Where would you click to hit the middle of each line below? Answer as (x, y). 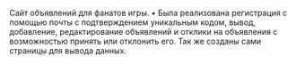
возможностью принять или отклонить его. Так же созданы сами (135, 41)
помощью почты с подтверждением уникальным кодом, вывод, (133, 22)
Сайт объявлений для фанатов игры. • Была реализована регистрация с (148, 13)
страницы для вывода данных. (68, 51)
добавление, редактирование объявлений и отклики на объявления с (144, 32)
